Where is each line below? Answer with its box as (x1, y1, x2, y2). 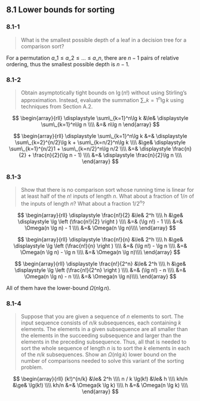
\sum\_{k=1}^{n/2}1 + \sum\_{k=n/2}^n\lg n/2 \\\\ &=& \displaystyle (8, 145, 171, 152)
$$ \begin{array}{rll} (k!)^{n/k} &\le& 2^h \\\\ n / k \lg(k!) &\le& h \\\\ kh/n (13, 375, 188, 382)
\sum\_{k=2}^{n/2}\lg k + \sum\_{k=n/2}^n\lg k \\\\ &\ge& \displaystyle (14, 139, 186, 146)
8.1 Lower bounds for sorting (6, 5, 115, 15)
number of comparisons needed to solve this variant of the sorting (20, 357, 184, 364)
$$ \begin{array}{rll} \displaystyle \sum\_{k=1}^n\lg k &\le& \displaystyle (11, 114, 189, 121)
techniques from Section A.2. (20, 103, 93, 110)
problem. (20, 363, 44, 371)
